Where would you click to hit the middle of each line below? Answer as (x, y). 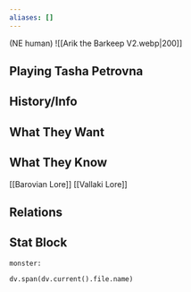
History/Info (43, 102)
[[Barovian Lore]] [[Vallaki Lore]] (68, 184)
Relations (36, 212)
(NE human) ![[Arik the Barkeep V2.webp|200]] (96, 43)
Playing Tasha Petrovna (76, 71)
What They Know (58, 163)
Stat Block (38, 243)
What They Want (57, 132)
